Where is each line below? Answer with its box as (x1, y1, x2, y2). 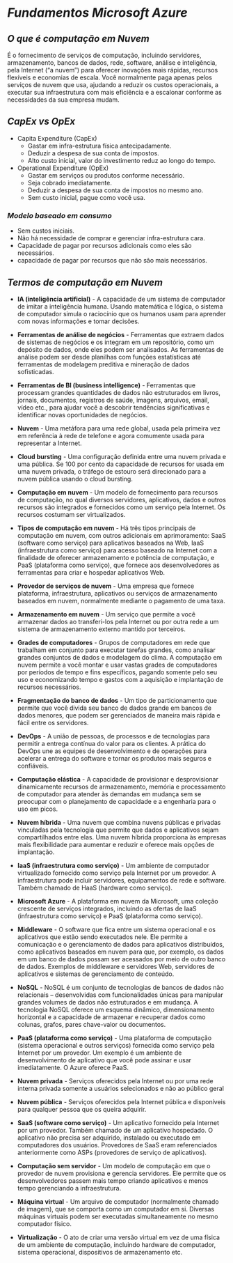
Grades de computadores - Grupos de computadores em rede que (17, 638, 211, 646)
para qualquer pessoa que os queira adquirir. (17, 1105, 147, 1113)
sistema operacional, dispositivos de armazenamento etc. (17, 1248, 183, 1256)
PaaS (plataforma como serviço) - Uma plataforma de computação (17, 1033, 212, 1042)
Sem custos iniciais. (17, 226, 75, 235)
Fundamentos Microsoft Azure (7, 5, 188, 21)
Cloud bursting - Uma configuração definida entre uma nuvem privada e (17, 452, 227, 460)
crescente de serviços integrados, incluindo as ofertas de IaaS (17, 904, 197, 913)
